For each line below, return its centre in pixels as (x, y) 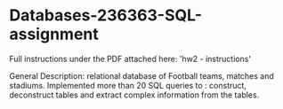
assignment (54, 34)
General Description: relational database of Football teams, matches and (141, 75)
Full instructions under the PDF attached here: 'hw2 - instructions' (130, 58)
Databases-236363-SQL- (106, 16)
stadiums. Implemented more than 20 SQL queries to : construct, (128, 85)
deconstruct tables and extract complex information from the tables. (134, 95)
